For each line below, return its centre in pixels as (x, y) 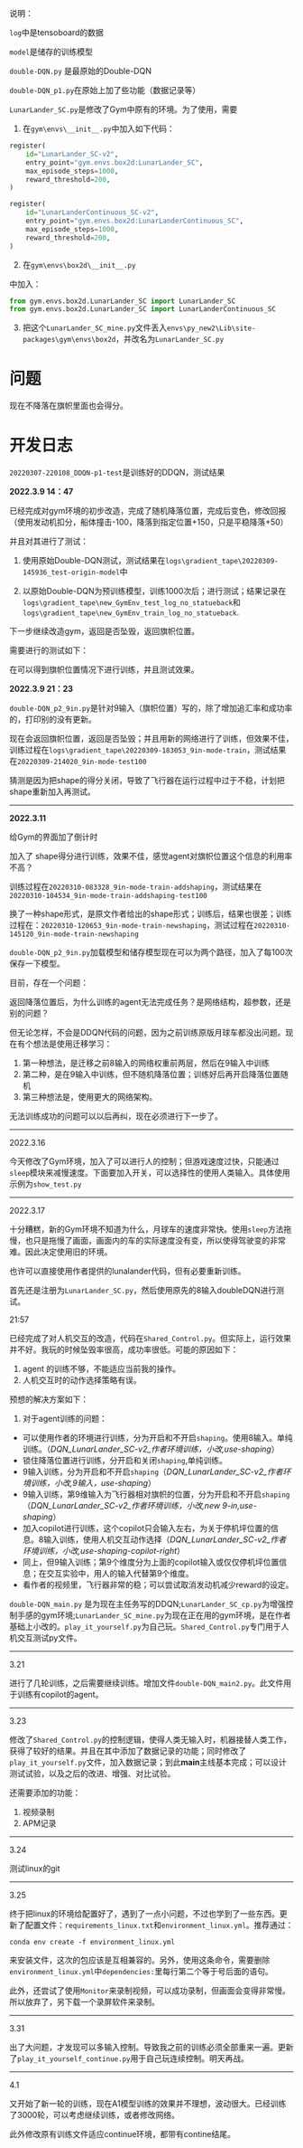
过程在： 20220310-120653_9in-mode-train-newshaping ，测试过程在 (132, 925)
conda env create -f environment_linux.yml (92, 1943)
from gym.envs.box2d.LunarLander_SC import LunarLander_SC (123, 301)
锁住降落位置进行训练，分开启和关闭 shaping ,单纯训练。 (124, 1461)
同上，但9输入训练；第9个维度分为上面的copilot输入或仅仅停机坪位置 (151, 1562)
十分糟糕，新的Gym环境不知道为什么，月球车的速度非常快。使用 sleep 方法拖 (151, 1229)
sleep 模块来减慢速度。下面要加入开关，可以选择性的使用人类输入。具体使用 (150, 1173)
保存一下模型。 (37, 964)
